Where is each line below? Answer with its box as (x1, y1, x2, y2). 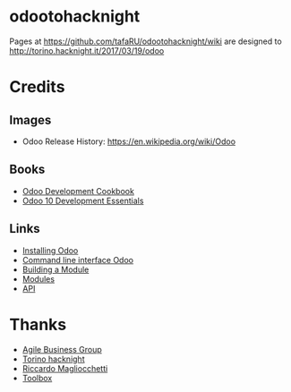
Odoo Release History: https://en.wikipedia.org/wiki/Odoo (21, 136, 235, 147)
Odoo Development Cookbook (21, 185, 134, 196)
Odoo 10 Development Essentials (21, 195, 144, 206)
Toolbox (21, 372, 53, 383)
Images (9, 112, 52, 127)
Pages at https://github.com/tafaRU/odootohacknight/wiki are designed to (9, 36, 282, 47)
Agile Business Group (21, 344, 103, 354)
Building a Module (21, 264, 90, 275)
